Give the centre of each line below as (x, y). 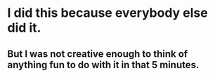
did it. (24, 28)
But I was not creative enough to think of (98, 54)
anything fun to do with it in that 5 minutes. (103, 65)
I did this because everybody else (108, 13)
